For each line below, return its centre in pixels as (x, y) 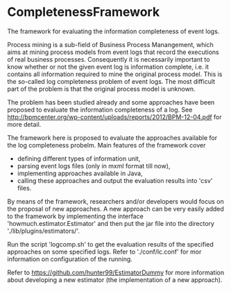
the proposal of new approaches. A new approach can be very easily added (115, 209)
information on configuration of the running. (70, 259)
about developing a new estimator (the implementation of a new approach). (115, 280)
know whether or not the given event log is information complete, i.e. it (108, 67)
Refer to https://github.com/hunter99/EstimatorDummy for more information (115, 272)
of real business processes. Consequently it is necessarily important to (109, 59)
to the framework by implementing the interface (75, 216)
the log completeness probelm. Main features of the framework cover (106, 145)
